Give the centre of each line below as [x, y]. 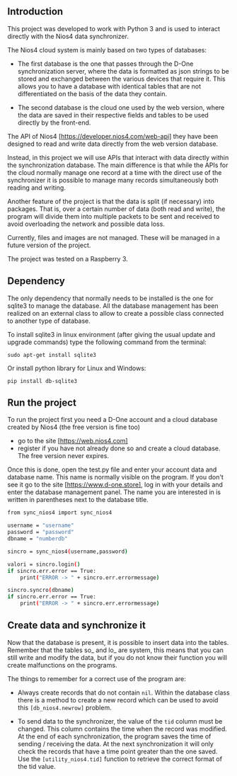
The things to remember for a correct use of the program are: [97, 678]
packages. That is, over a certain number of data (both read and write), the [116, 209]
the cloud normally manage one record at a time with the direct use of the [115, 172]
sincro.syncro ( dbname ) [41, 590]
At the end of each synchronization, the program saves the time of [114, 736]
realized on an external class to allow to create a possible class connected [116, 313]
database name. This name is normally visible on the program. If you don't [116, 477]
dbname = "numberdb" [38, 539]
